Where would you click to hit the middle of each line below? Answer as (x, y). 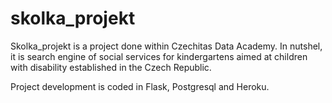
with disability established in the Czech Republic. (111, 67)
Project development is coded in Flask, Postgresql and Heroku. (140, 86)
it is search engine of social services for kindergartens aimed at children (159, 56)
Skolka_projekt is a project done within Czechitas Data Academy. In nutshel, (166, 46)
